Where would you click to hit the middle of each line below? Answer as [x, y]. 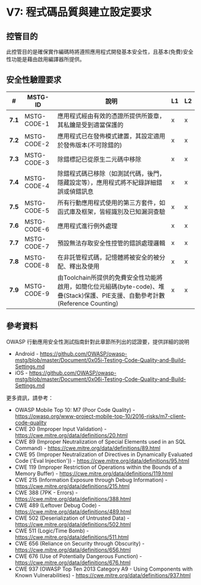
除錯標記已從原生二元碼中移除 [100, 159]
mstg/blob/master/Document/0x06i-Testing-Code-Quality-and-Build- [100, 379]
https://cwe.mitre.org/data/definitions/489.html [73, 511]
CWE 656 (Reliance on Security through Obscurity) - [80, 543]
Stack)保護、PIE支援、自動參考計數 [115, 295]
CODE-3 [37, 162]
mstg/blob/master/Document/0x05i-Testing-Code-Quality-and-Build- [100, 360]
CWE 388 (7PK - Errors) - [46, 492]
